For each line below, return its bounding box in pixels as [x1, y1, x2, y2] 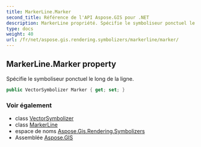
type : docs [6, 25, 34, 32]
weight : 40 [6, 31, 34, 37]
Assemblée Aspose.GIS [14, 134, 73, 141]
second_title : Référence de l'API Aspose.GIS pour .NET [6, 14, 149, 20]
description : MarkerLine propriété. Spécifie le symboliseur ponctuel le [6, 20, 196, 26]
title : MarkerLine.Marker [6, 8, 71, 15]
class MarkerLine [14, 121, 58, 128]
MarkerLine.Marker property [6, 59, 116, 69]
